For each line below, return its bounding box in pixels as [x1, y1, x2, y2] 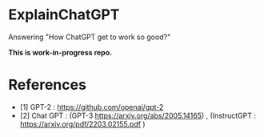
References [8, 76, 86, 94]
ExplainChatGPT [8, 6, 120, 24]
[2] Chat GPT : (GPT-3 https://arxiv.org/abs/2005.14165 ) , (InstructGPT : [19, 111, 256, 120]
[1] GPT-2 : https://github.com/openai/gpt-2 [19, 102, 164, 111]
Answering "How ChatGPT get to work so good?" [8, 32, 171, 42]
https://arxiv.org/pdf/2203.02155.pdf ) [19, 119, 146, 129]
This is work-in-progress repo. [8, 47, 113, 57]
